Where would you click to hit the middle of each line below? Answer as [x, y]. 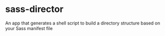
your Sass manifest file [29, 28]
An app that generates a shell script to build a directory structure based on [83, 23]
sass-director [35, 9]
